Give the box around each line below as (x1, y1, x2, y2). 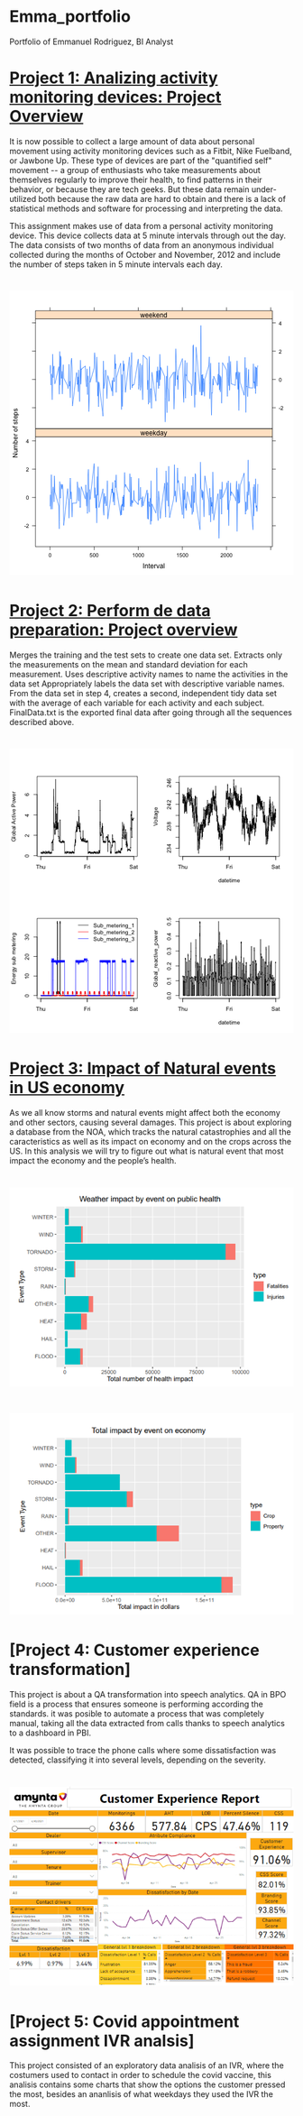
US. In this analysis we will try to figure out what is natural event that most (9, 1145, 284, 1156)
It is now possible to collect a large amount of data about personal (9, 135, 255, 146)
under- (251, 183, 277, 195)
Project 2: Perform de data (9, 601, 211, 621)
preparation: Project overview (9, 620, 238, 640)
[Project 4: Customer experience (9, 1640, 260, 1661)
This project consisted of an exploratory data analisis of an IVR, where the (9, 2060, 284, 2071)
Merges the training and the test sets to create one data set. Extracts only (9, 649, 282, 660)
